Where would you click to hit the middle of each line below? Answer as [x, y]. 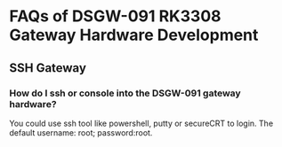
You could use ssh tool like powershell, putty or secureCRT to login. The [141, 123]
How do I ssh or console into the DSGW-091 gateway [125, 93]
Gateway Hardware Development [134, 35]
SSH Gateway [48, 68]
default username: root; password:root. [81, 132]
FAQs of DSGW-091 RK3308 [115, 16]
